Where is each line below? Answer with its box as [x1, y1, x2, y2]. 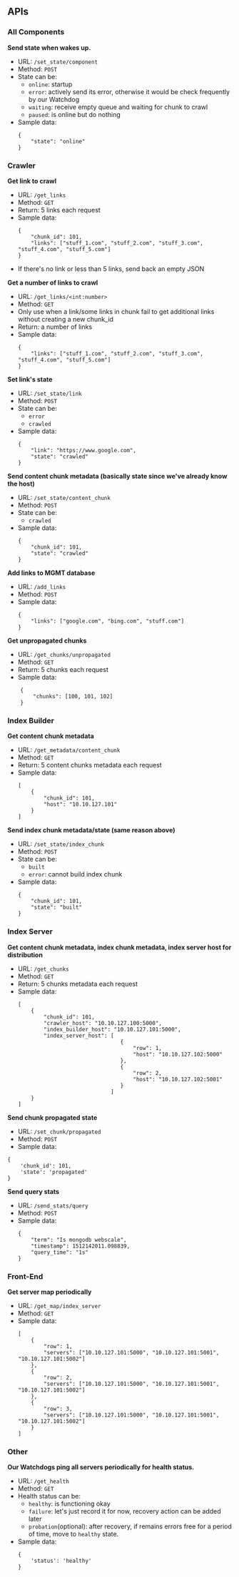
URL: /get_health [17, 1476, 69, 1486]
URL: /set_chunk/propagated [17, 1127, 101, 1135]
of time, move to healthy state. [28, 1530, 119, 1538]
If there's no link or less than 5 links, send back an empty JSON [17, 264, 205, 273]
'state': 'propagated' [20, 1168, 88, 1175]
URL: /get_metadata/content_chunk [17, 745, 121, 755]
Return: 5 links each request [17, 205, 101, 214]
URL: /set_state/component [17, 57, 98, 66]
